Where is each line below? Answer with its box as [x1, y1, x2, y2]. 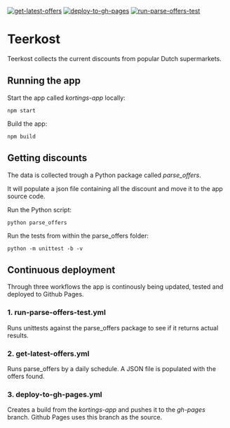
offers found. [7, 372, 45, 380]
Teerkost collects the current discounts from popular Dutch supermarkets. [7, 54, 222, 63]
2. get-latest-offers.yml [7, 349, 90, 358]
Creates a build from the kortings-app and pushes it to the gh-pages [7, 406, 205, 414]
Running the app [7, 74, 81, 87]
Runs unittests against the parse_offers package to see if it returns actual [7, 323, 219, 332]
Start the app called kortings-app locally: [7, 93, 126, 102]
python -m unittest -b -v [7, 245, 83, 252]
